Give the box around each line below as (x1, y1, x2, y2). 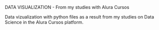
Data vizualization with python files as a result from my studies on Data (5, 14, 154, 19)
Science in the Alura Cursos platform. (5, 19, 84, 25)
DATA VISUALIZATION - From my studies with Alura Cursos (5, 4, 130, 10)
